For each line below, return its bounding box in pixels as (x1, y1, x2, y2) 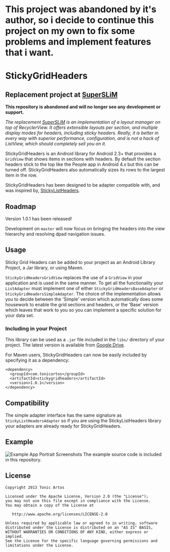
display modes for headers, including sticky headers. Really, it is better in (5, 130, 159, 136)
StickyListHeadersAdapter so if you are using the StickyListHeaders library (5, 417, 161, 423)
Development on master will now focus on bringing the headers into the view (5, 225, 165, 231)
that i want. (5, 47, 54, 59)
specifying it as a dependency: (5, 357, 70, 363)
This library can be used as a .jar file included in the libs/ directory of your (5, 337, 165, 343)
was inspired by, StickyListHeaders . (5, 187, 80, 194)
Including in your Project (5, 325, 67, 332)
